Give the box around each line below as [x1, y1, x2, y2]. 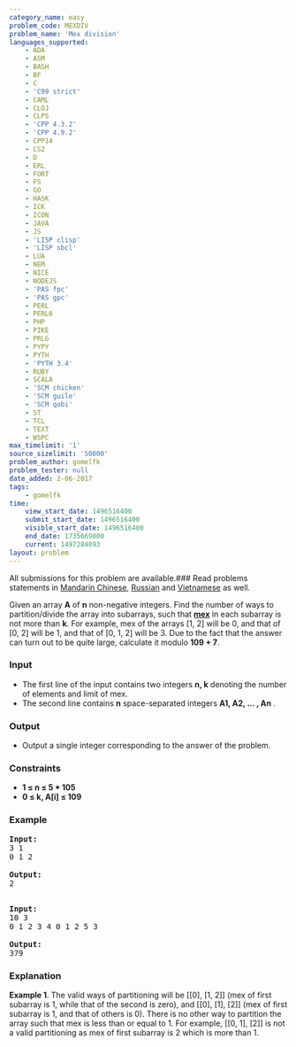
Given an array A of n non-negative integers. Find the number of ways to [9, 599, 274, 609]
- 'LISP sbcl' [25, 244, 77, 252]
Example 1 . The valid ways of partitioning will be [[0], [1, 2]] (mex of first [9, 989, 272, 1000]
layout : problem [9, 548, 69, 557]
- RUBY [25, 367, 49, 376]
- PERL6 [25, 309, 53, 319]
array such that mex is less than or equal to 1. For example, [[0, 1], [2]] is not [9, 1018, 285, 1028]
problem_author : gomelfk [9, 458, 101, 467]
